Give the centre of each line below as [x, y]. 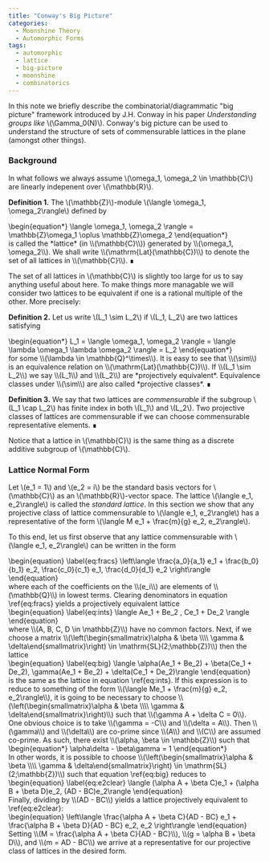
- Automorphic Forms [50, 38]
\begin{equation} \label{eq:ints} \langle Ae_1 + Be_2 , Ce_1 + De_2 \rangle [129, 612]
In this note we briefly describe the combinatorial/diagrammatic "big [121, 106]
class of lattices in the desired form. [67, 851]
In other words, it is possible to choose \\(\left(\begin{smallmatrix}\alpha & [131, 757]
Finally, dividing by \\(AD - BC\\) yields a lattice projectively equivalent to [128, 800]
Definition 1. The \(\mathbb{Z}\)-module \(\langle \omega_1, [107, 202]
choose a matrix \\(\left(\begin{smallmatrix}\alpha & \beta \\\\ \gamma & [126, 638]
